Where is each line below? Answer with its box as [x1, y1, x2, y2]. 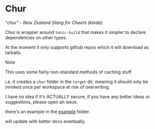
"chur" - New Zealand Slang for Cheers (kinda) [5, 19, 103, 25]
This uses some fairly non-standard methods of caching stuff [5, 68, 131, 75]
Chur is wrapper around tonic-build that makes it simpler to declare [5, 29, 146, 35]
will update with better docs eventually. [5, 118, 86, 124]
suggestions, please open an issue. [5, 98, 78, 105]
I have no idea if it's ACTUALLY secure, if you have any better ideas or [5, 93, 150, 99]
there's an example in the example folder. [5, 108, 90, 114]
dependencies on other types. [5, 34, 67, 40]
